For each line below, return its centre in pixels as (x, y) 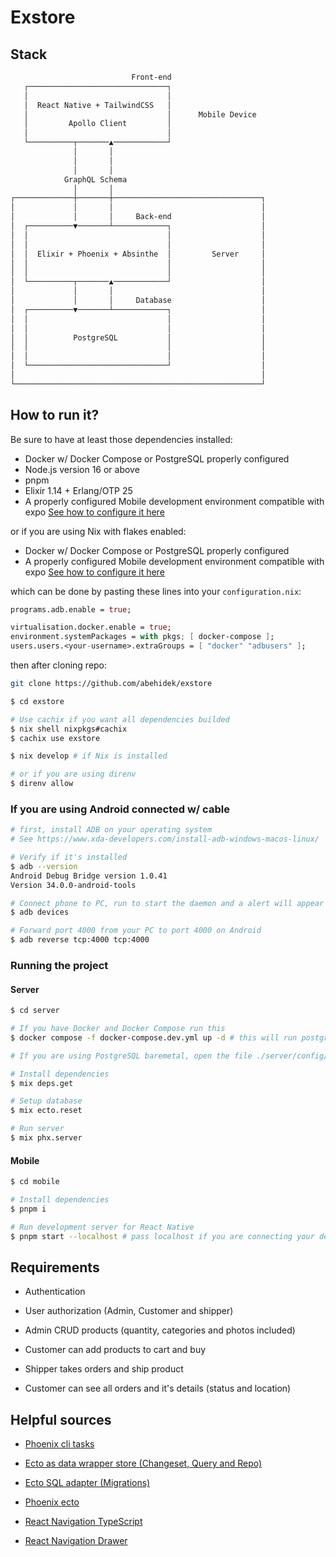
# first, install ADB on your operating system (111, 830)
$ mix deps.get (42, 1083)
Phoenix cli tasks (59, 1444)
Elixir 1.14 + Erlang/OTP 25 (78, 490)
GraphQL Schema (95, 179)
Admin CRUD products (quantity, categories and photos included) (160, 1330)
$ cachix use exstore (55, 738)
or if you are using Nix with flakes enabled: (98, 531)
